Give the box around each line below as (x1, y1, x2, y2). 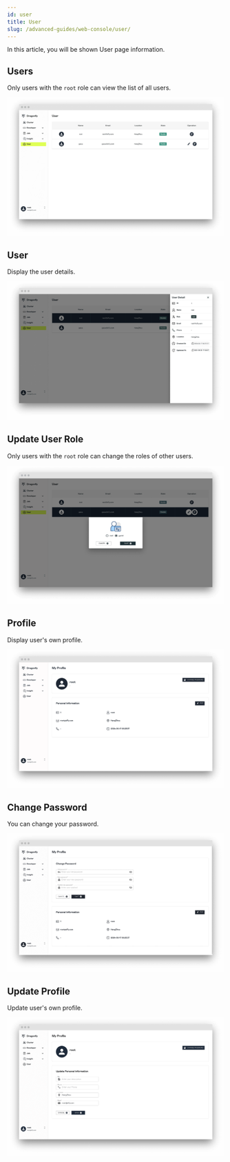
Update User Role (7, 434, 84, 445)
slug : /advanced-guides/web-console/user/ (7, 26, 131, 32)
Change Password (7, 802, 87, 813)
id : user (7, 11, 32, 18)
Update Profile (7, 986, 70, 997)
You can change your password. (7, 820, 99, 828)
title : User (7, 18, 41, 26)
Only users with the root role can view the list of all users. (7, 83, 171, 92)
